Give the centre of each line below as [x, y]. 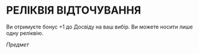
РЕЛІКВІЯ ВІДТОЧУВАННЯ [74, 10]
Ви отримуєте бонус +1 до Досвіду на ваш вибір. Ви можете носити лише [99, 27]
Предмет [18, 45]
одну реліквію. [25, 33]
